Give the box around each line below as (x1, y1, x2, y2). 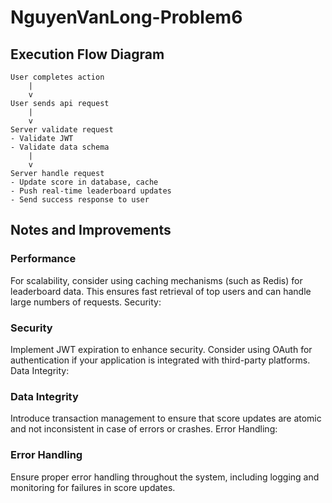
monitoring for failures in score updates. (10, 481, 176, 493)
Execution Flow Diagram (10, 46, 165, 63)
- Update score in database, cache (10, 177, 159, 187)
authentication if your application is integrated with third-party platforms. (10, 354, 311, 366)
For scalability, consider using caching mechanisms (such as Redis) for (10, 274, 303, 286)
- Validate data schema (10, 142, 110, 152)
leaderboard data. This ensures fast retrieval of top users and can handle (10, 285, 312, 297)
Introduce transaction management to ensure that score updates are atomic (10, 412, 322, 425)
